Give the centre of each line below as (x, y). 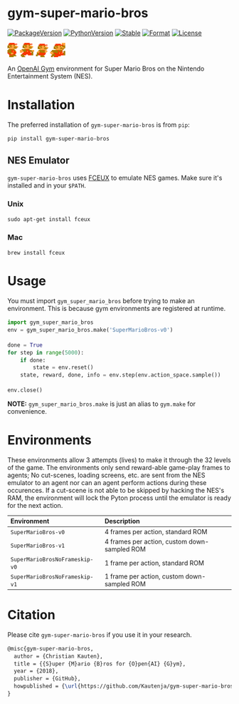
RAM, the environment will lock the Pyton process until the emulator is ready (119, 498)
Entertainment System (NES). (50, 76)
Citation (31, 615)
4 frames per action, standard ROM (156, 531)
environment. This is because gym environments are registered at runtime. (117, 309)
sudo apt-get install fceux (49, 219)
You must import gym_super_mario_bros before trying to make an (101, 301)
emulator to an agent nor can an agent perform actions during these (107, 482)
